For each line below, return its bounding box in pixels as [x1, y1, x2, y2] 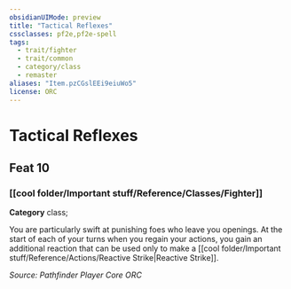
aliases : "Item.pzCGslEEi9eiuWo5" [9, 79, 138, 88]
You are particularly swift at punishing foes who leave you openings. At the [9, 224, 283, 235]
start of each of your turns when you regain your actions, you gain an [9, 234, 263, 245]
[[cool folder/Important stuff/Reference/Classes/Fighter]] [9, 187, 263, 199]
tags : [9, 37, 29, 47]
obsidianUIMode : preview [9, 12, 101, 22]
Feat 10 [9, 160, 51, 176]
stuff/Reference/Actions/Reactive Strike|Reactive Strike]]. [9, 253, 219, 263]
